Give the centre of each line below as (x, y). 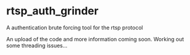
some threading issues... (37, 45)
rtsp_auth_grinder (52, 11)
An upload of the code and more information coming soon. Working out (95, 39)
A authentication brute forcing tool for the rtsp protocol (75, 27)
